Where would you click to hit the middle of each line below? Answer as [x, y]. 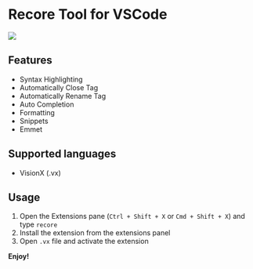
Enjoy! [19, 256]
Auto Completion [47, 104]
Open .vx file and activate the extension [84, 242]
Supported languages [62, 154]
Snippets [34, 121]
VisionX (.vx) [40, 173]
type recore [38, 224]
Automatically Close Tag [59, 87]
